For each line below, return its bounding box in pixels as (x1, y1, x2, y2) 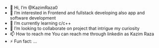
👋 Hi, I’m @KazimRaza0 (9, 5, 58, 10)
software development (9, 15, 56, 21)
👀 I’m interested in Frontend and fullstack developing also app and (9, 10, 145, 16)
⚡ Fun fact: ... (9, 38, 37, 44)
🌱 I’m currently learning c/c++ (9, 20, 71, 26)
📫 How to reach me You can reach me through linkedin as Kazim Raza (9, 31, 155, 37)
